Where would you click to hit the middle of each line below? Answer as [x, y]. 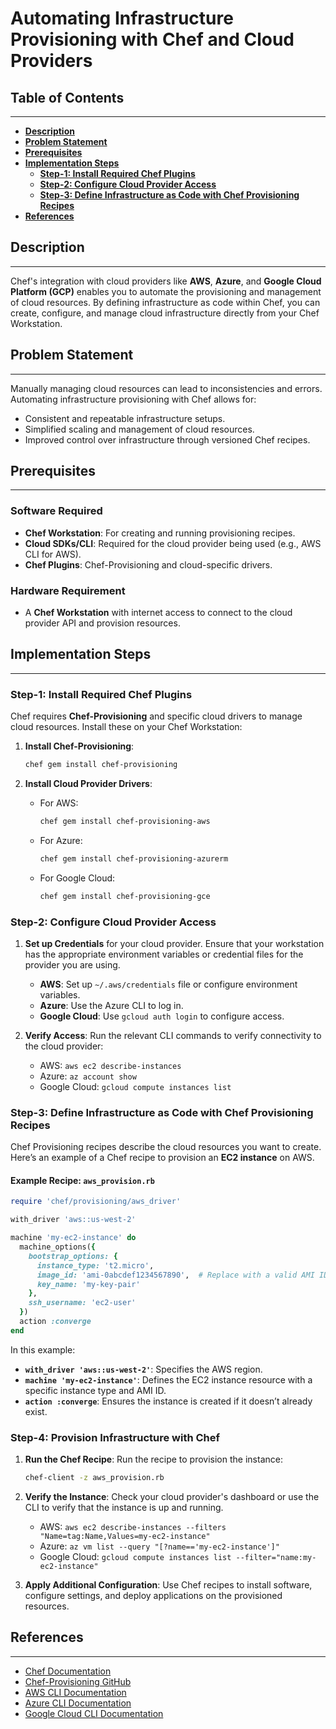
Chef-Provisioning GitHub [78, 1681]
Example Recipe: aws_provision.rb [82, 1180]
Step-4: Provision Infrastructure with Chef [115, 1437]
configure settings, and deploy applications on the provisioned [153, 1595]
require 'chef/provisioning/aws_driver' [96, 1202]
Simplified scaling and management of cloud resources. [139, 429]
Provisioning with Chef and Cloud [152, 39]
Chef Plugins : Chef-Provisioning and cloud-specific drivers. [148, 564]
